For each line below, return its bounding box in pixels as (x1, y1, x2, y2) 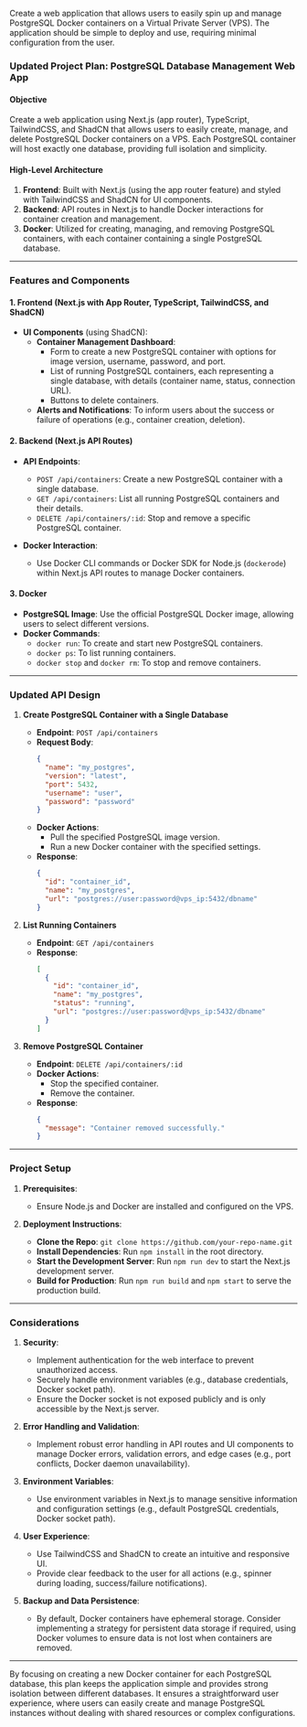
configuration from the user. (9, 37, 115, 48)
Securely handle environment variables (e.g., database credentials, (36, 1374, 289, 1385)
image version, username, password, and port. (49, 356, 227, 367)
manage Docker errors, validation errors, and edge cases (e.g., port (36, 1448, 291, 1459)
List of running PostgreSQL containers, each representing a (49, 366, 274, 377)
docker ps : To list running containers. (36, 647, 176, 658)
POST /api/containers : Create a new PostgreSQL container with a (36, 473, 283, 484)
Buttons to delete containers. (49, 395, 160, 406)
